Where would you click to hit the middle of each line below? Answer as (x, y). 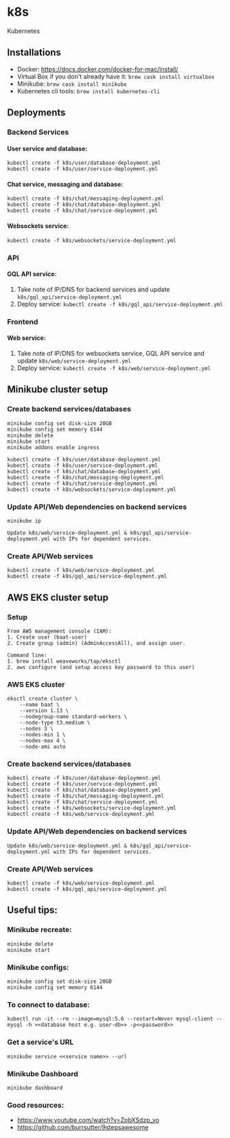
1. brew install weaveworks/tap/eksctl (64, 661)
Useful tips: (33, 910)
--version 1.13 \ (44, 711)
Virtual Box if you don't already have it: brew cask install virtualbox (116, 76)
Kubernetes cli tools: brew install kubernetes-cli (88, 91)
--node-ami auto (43, 747)
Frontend (23, 321)
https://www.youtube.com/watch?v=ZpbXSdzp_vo (88, 1120)
